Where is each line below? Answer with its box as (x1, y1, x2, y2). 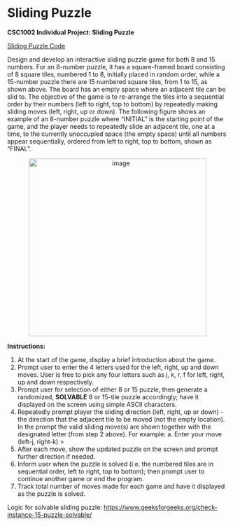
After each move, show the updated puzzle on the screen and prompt (17, 445, 218, 453)
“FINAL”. (7, 144, 31, 153)
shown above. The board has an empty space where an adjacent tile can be (7, 85, 226, 93)
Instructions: (7, 342, 46, 350)
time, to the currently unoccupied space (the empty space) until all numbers (7, 130, 227, 138)
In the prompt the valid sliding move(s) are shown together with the (17, 422, 211, 431)
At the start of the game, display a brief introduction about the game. (17, 355, 216, 364)
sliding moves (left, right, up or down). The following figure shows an (7, 107, 206, 116)
